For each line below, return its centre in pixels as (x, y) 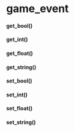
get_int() (17, 39)
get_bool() (19, 25)
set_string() (21, 122)
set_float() (19, 108)
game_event (37, 9)
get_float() (19, 53)
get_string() (21, 67)
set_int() (17, 95)
